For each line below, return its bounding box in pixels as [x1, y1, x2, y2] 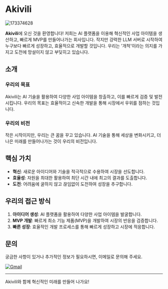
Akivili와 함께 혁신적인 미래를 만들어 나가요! [5, 279, 89, 285]
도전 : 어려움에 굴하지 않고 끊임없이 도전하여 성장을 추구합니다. [12, 181, 133, 187]
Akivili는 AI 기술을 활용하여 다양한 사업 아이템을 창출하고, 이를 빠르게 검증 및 [5, 93, 153, 99]
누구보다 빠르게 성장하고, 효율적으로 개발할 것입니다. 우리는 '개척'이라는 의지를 [5, 42, 157, 48]
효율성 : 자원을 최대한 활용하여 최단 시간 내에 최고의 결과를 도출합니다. [12, 175, 147, 181]
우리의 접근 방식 [5, 197, 51, 206]
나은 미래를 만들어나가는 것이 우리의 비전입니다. [5, 138, 97, 144]
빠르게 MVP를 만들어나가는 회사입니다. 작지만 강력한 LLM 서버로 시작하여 [19, 36, 162, 42]
